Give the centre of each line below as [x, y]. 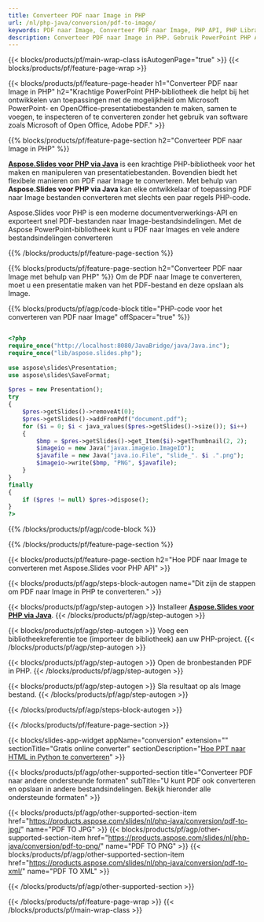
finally [21, 485]
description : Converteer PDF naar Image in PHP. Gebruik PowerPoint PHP [130, 37]
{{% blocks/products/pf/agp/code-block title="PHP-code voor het [115, 309]
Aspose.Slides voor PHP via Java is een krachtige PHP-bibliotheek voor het [132, 164]
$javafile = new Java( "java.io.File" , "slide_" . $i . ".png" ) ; [140, 456]
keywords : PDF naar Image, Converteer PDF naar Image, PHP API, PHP [123, 30]
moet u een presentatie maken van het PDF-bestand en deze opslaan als [126, 285]
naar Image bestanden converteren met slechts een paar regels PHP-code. [130, 198]
